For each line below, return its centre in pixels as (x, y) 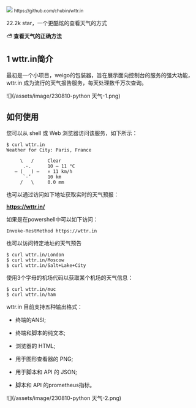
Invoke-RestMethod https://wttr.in (52, 231)
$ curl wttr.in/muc (31, 289)
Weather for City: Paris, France (49, 150)
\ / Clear (41, 161)
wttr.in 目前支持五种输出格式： (44, 307)
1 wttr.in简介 (30, 59)
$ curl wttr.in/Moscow (35, 260)
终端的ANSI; (30, 320)
